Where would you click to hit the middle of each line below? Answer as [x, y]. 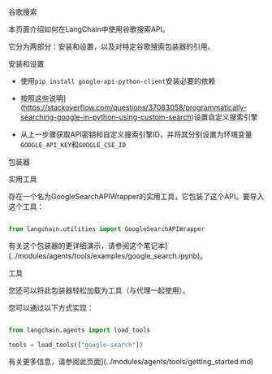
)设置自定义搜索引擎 [225, 117]
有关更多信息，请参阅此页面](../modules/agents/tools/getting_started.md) [131, 361]
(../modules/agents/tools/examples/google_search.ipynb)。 [108, 255]
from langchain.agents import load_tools [80, 330]
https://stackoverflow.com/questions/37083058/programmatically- [135, 107]
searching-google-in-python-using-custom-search [106, 117]
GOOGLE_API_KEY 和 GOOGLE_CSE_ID [73, 144]
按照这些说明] [43, 98]
